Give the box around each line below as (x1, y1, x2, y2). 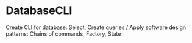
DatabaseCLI (5, 4, 73, 18)
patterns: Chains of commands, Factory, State (5, 30, 121, 37)
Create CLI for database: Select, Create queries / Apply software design (5, 24, 187, 31)
